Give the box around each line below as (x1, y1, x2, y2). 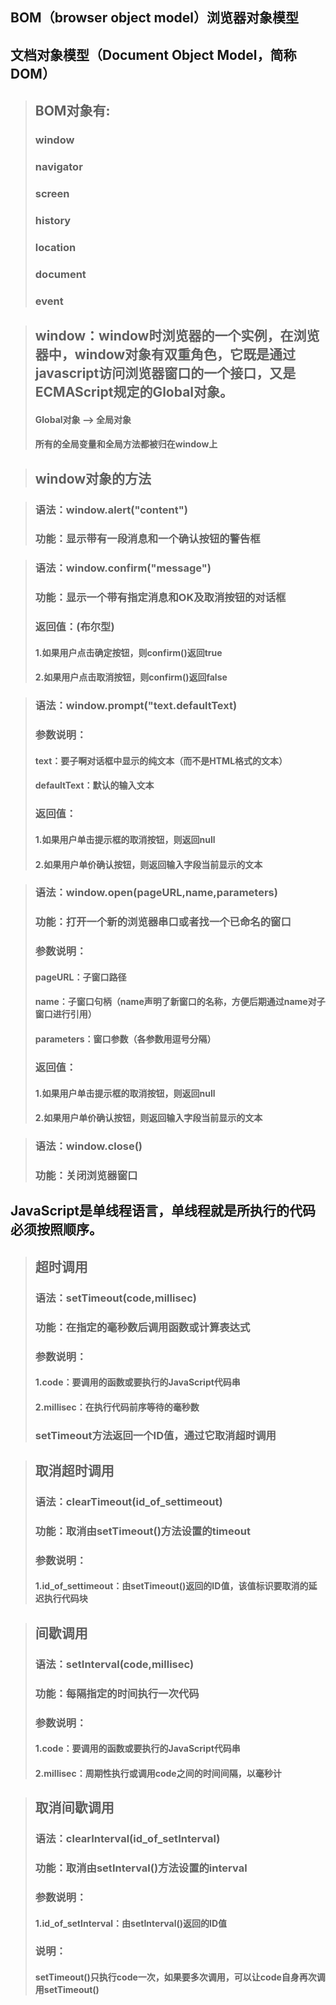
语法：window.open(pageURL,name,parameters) (34, 886, 278, 900)
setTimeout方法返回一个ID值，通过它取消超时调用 (34, 1428, 277, 1442)
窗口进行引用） (34, 1008, 97, 1020)
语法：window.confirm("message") (34, 561, 212, 575)
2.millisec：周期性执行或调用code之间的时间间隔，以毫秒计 (34, 1767, 282, 1779)
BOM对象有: (34, 103, 111, 120)
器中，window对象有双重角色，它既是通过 (34, 346, 297, 363)
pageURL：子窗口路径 (34, 971, 127, 983)
